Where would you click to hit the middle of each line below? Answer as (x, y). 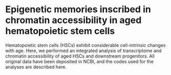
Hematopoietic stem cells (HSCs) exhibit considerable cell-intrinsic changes (85, 45)
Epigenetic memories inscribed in (78, 9)
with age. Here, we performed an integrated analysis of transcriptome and (83, 51)
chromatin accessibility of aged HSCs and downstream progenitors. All (80, 56)
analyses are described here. (36, 67)
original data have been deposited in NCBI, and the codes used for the (79, 61)
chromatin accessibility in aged (73, 20)
